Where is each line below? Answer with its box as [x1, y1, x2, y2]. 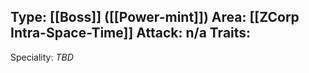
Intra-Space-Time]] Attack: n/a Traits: [10, 25, 252, 42]
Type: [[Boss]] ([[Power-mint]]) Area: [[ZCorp [10, 9, 300, 26]
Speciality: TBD [10, 51, 74, 63]
